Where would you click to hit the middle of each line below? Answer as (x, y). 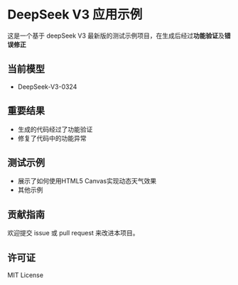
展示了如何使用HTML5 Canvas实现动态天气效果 (87, 181)
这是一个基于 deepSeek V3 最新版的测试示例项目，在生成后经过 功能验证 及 (116, 36)
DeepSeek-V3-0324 (47, 87)
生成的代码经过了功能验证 (55, 129)
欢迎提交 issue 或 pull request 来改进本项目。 (74, 233)
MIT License (26, 275)
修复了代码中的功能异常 (52, 138)
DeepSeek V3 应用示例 (75, 15)
